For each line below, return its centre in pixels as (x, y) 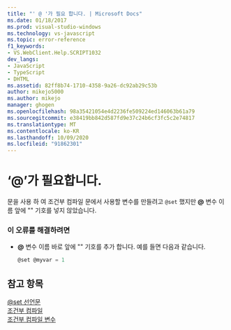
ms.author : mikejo (34, 99)
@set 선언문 (24, 302)
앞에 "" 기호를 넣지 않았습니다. (55, 210)
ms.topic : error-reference (46, 40)
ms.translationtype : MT (42, 124)
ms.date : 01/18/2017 (37, 20)
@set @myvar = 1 (41, 260)
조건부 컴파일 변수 (31, 319)
